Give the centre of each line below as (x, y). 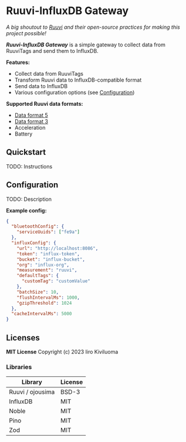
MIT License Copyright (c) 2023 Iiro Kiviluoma (62, 352)
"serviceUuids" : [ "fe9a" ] (48, 232)
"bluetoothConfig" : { (38, 227)
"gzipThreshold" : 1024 (44, 303)
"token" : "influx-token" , (48, 254)
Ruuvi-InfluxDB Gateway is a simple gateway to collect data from (86, 45)
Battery (23, 134)
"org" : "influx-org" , (43, 265)
